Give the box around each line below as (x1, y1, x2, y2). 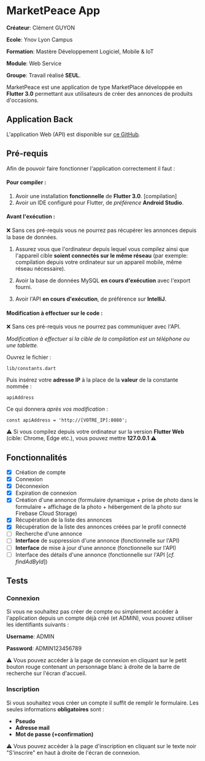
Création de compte (15, 468, 66, 476)
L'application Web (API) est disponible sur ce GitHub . (6, 130, 141, 138)
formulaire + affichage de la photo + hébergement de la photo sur (15, 503, 182, 511)
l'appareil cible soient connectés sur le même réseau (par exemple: (15, 252, 188, 259)
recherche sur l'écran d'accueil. (6, 670, 87, 677)
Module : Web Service (6, 60, 62, 67)
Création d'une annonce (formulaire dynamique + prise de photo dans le (15, 496, 199, 504)
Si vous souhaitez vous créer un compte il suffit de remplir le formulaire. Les (6, 699, 199, 706)
